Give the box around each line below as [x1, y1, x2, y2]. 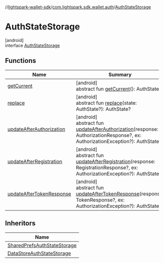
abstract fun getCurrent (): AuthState [76, 85, 160, 92]
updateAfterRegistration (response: [76, 158, 155, 165]
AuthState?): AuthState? [76, 105, 131, 112]
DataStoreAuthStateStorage [7, 250, 71, 257]
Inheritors [5, 219, 36, 227]
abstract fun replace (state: [76, 100, 137, 106]
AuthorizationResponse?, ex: [76, 132, 142, 139]
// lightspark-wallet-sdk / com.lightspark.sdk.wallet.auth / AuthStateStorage [5, 4, 151, 10]
